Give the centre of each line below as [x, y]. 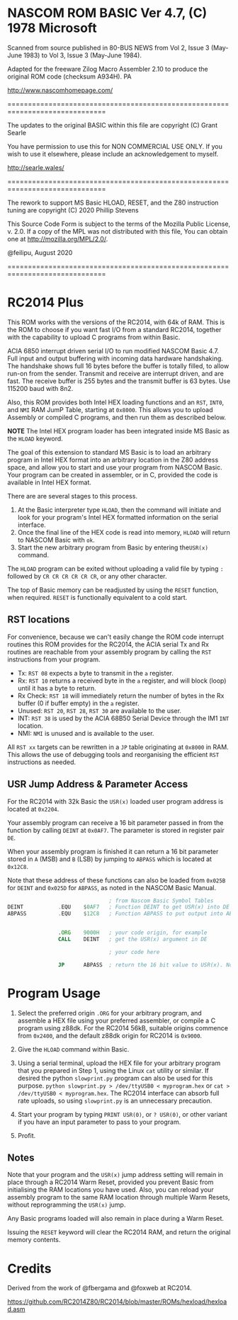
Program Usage [54, 993]
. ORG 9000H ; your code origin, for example [132, 933]
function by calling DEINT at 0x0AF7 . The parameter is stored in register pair [116, 830]
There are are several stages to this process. [73, 496]
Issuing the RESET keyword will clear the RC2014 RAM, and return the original [119, 1232]
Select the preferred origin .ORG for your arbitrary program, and [109, 1013]
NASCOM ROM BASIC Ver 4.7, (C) [107, 13]
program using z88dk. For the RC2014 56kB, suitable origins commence [123, 1028]
